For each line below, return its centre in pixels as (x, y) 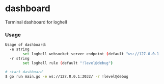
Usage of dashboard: (26, 45)
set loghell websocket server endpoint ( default (73, 54)
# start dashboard (24, 72)
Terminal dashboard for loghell (36, 22)
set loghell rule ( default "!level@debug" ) (68, 63)
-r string (19, 58)
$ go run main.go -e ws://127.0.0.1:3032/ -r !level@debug (67, 77)
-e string (19, 49)
